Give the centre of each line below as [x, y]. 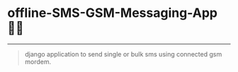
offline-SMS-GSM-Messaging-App [113, 13]
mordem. [38, 61]
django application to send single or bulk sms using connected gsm [123, 54]
